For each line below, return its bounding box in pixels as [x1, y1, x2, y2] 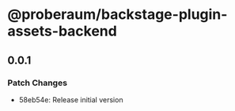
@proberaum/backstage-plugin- [7, 6, 228, 24]
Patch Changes [7, 77, 68, 88]
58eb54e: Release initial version [18, 94, 123, 104]
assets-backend [7, 22, 118, 40]
